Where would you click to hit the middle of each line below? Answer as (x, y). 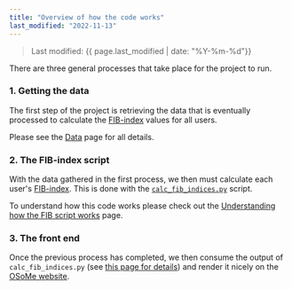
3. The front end (44, 239)
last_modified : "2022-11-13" (63, 26)
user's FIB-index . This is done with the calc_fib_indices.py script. (131, 189)
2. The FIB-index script (59, 160)
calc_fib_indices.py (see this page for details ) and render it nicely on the (144, 267)
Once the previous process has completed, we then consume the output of (146, 257)
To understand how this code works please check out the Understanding (142, 206)
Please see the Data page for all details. (82, 137)
